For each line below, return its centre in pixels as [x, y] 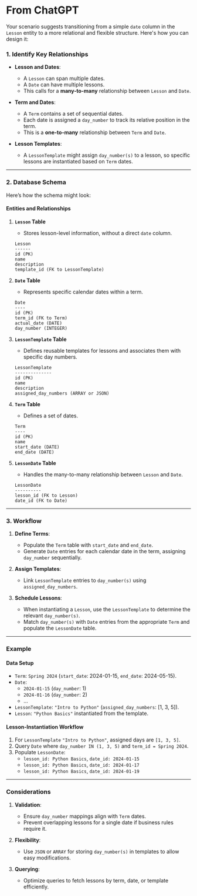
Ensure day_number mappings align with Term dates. [85, 816]
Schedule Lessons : [38, 598]
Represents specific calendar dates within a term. [83, 292]
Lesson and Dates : [38, 67]
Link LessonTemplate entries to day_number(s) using [85, 580]
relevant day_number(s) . [52, 616]
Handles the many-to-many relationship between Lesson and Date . [103, 474]
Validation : [28, 805]
